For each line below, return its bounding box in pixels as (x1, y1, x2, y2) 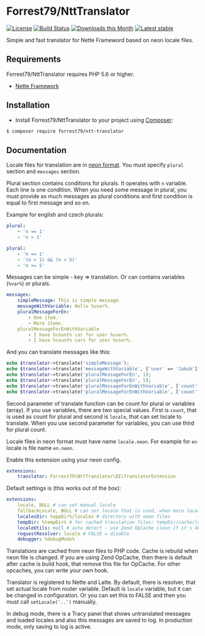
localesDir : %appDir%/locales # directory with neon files (17, 513, 171, 520)
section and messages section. (6, 168, 81, 175)
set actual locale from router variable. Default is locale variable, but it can (6, 585, 192, 593)
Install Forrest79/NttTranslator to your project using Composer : (15, 116, 174, 124)
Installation (6, 100, 50, 111)
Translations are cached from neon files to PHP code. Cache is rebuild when (6, 547, 198, 555)
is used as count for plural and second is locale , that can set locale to (6, 413, 182, 420)
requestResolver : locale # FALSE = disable (17, 531, 130, 537)
